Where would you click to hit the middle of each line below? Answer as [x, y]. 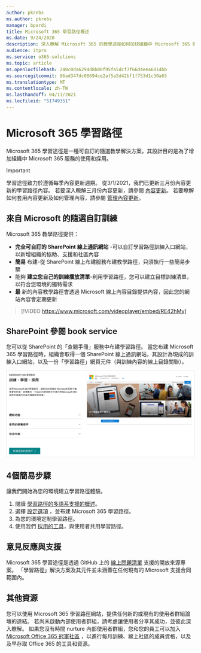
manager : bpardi [26, 25]
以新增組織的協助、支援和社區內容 [57, 254]
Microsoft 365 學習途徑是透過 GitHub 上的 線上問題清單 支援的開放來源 [93, 562]
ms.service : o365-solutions [41, 57]
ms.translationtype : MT [36, 82]
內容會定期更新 [39, 299]
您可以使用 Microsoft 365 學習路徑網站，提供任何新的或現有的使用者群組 [96, 613]
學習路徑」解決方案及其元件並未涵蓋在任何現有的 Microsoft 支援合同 [107, 570]
